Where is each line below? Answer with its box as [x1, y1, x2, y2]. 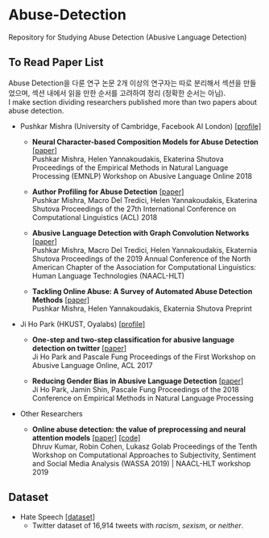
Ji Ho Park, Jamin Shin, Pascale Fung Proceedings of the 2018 [31, 384, 239, 394]
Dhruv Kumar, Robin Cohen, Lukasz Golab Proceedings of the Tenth [31, 441, 258, 451]
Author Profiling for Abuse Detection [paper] [31, 187, 184, 197]
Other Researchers [19, 408, 83, 418]
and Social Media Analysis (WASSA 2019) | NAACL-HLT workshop [31, 458, 251, 468]
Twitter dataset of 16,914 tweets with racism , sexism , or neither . [31, 520, 244, 530]
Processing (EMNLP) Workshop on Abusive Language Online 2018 [31, 171, 252, 180]
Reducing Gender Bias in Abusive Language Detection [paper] [31, 376, 244, 386]
